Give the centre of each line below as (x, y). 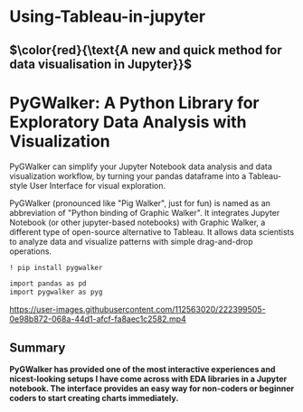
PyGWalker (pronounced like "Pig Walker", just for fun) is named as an (140, 203)
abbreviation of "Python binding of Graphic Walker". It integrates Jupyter (145, 212)
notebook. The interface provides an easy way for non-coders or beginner (152, 388)
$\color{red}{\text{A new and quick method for (146, 50)
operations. (31, 251)
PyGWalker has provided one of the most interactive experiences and (142, 369)
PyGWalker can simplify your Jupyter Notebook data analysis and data (141, 166)
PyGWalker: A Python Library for (134, 103)
